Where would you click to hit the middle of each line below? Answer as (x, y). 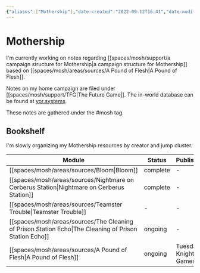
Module (74, 160)
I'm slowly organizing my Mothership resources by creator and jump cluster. (99, 145)
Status (157, 160)
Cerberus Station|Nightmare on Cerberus (67, 187)
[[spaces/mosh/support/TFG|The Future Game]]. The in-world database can (100, 94)
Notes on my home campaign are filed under (61, 88)
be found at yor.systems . (37, 101)
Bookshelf (26, 131)
